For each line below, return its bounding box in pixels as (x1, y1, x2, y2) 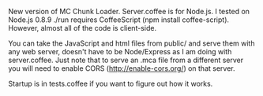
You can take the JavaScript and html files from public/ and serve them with (8, 39, 255, 48)
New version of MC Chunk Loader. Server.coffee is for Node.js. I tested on (8, 7, 250, 16)
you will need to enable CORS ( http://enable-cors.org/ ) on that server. (8, 64, 235, 73)
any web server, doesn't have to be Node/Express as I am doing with (8, 47, 232, 56)
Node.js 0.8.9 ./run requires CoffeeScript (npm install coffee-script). (8, 15, 230, 24)
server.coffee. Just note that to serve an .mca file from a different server (8, 55, 244, 65)
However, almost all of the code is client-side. (8, 24, 156, 32)
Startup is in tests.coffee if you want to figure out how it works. (8, 79, 213, 88)
